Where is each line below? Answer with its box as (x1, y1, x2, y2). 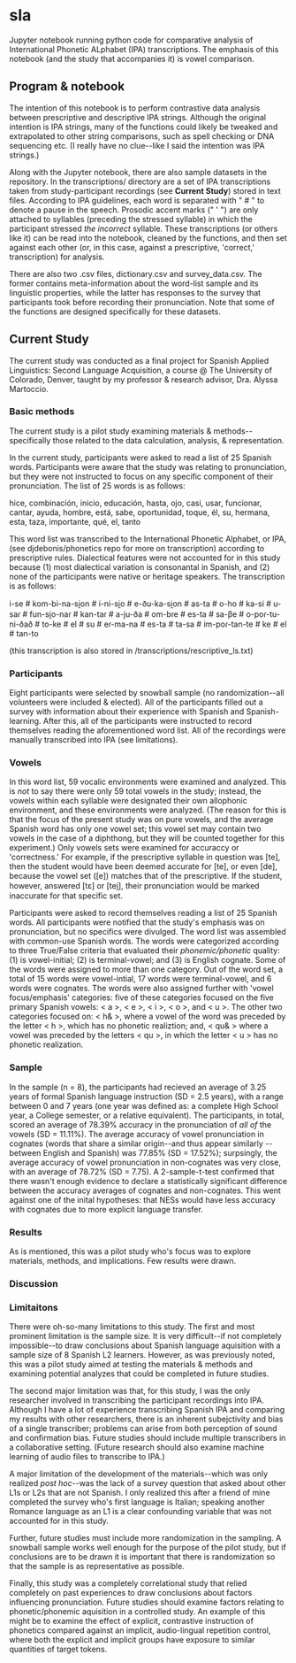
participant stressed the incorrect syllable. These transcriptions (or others (9, 223, 278, 234)
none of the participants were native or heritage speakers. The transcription (9, 571, 285, 581)
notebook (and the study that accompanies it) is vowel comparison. (9, 53, 254, 64)
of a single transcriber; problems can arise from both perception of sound (9, 1423, 277, 1434)
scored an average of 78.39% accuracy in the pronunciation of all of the (9, 1119, 272, 1129)
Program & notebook (9, 79, 125, 94)
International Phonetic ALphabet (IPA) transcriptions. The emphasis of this (9, 43, 279, 54)
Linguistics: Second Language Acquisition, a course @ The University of (9, 365, 272, 375)
